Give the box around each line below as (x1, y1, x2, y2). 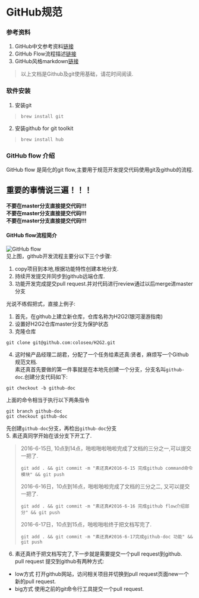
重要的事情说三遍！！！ (6, 185, 92, 196)
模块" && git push (20, 472, 65, 478)
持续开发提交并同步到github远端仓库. (14, 272, 105, 280)
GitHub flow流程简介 (6, 232, 58, 239)
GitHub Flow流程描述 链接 (14, 50, 77, 57)
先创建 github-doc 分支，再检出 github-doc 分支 (6, 425, 117, 432)
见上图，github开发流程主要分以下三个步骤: (6, 253, 112, 260)
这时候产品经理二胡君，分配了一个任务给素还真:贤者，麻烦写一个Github (14, 351, 189, 358)
